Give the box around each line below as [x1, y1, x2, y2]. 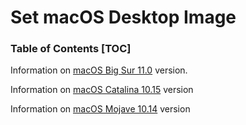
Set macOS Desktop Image [10, 6, 237, 29]
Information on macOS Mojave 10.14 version [10, 103, 191, 115]
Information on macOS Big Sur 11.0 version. [10, 64, 188, 76]
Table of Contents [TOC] [10, 42, 132, 56]
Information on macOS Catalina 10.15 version [10, 84, 194, 96]
